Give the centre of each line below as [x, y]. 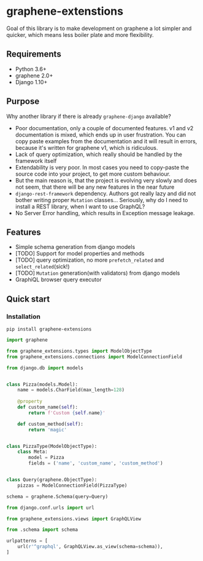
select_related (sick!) [42, 267]
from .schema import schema [42, 530]
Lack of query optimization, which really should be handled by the [99, 154]
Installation [24, 316]
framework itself [36, 160]
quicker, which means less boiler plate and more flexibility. [80, 34]
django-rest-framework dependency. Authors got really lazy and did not [105, 193]
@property [30, 402]
